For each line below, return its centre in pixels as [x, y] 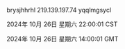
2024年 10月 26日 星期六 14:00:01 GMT [62, 39]
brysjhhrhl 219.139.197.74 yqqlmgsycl [59, 10]
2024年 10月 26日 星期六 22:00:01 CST [62, 24]
